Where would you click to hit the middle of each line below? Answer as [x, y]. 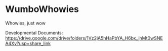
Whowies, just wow [25, 23]
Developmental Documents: [34, 32]
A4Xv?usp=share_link [28, 43]
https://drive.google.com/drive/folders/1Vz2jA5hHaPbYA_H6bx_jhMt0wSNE [84, 38]
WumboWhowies [42, 9]
